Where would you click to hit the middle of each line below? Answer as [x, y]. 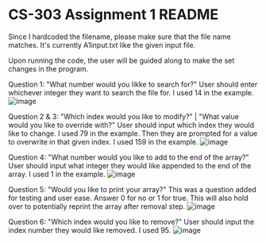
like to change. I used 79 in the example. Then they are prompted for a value [133, 133]
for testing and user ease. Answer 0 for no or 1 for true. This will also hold [128, 198]
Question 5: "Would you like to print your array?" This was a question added [132, 189]
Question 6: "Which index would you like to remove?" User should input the [131, 222]
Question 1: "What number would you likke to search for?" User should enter [133, 84]
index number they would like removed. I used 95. [90, 230]
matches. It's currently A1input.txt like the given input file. [102, 44]
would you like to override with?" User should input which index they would [131, 125]
